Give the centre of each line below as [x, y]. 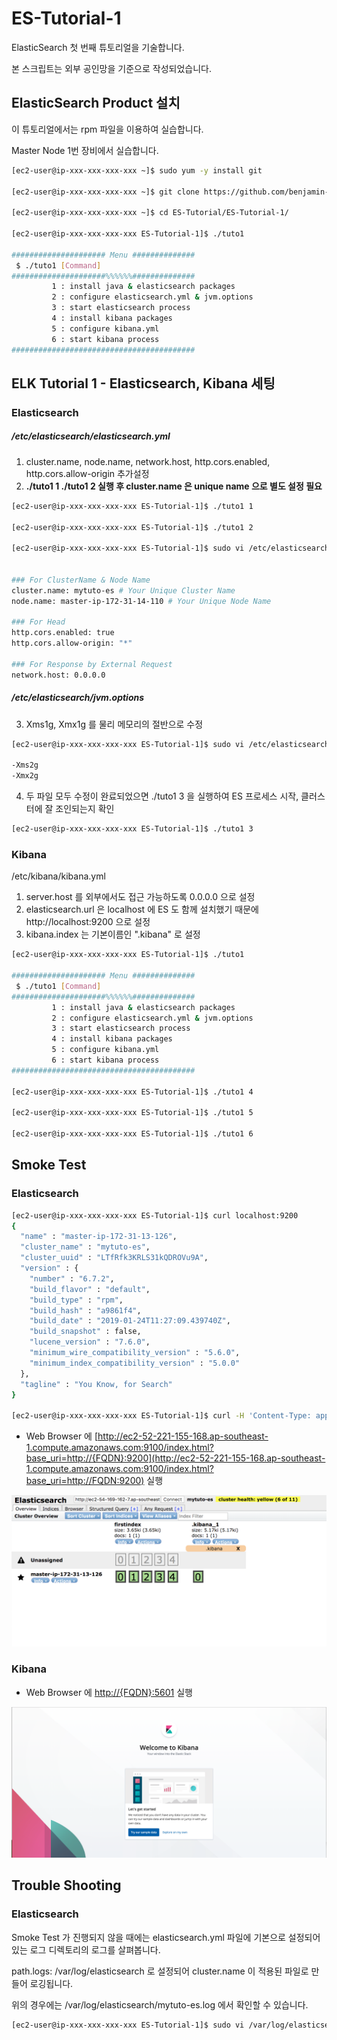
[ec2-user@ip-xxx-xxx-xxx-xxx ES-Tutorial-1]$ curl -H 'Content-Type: [161, 1416]
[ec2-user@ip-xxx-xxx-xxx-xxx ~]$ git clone [105, 192]
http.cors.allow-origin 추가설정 [87, 473]
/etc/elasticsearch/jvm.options [78, 698]
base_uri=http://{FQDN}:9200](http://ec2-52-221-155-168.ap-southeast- [175, 1458]
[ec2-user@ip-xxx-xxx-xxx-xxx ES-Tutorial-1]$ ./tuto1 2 [132, 527]
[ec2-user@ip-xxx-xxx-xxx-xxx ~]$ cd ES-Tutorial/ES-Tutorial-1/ [150, 213]
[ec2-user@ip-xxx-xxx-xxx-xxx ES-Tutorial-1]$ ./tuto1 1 [132, 506]
